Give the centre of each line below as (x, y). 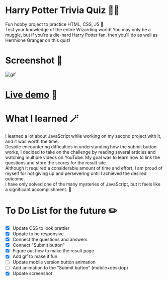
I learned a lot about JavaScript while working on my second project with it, (83, 136)
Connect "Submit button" (39, 245)
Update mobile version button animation (54, 262)
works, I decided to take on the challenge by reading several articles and (80, 152)
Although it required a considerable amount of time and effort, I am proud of (84, 168)
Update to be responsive (38, 234)
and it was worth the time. (32, 141)
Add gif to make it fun (35, 256)
